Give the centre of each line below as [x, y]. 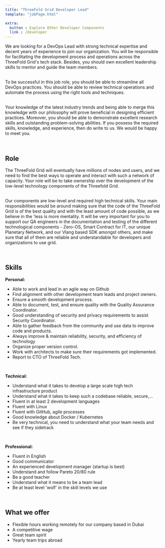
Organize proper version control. [45, 346]
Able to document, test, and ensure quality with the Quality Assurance [83, 305]
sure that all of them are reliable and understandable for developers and [78, 237]
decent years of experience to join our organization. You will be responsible [82, 52]
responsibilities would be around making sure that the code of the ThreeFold [82, 206]
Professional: [19, 447]
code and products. [32, 331]
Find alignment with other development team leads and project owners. [84, 294]
